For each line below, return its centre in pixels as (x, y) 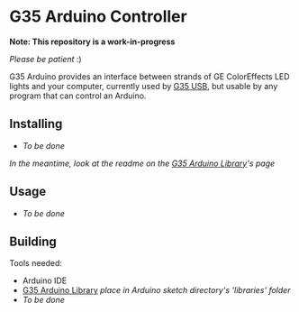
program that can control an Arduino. (78, 96)
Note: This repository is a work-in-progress (92, 41)
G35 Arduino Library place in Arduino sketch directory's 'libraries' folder (156, 290)
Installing (36, 124)
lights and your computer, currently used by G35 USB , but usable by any (144, 86)
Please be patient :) (46, 59)
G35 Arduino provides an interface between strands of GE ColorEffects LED (149, 76)
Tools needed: (36, 263)
